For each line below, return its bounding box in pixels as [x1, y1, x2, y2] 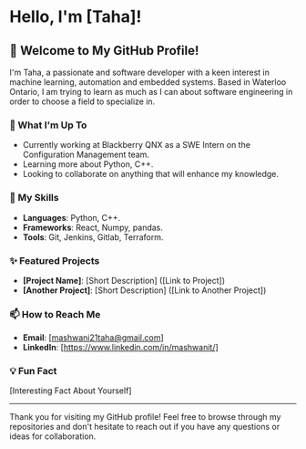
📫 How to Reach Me [9, 308, 101, 320]
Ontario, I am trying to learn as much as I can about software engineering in [9, 87, 293, 97]
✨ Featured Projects [9, 254, 100, 266]
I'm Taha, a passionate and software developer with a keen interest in [9, 67, 270, 78]
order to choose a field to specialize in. [9, 96, 156, 107]
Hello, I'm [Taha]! [9, 6, 142, 27]
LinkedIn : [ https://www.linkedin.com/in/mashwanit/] [22, 342, 219, 353]
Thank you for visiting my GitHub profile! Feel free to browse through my [9, 412, 281, 423]
